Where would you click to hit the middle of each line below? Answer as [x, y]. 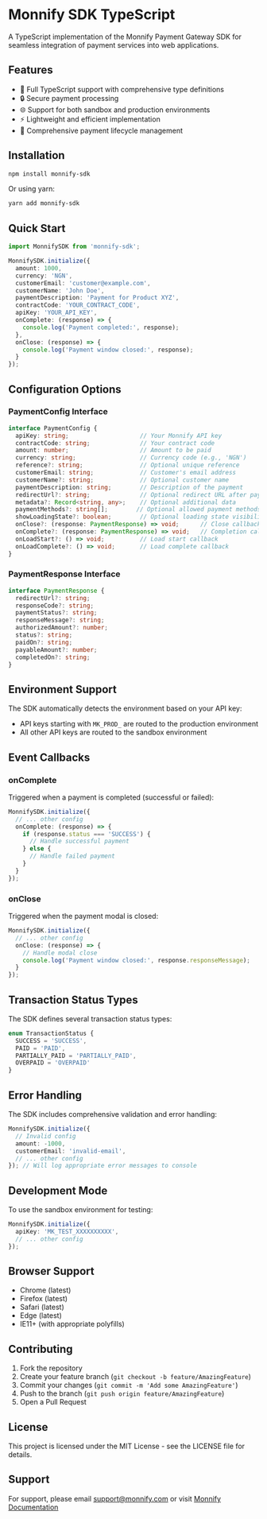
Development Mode [58, 1190]
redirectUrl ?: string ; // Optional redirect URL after [131, 494]
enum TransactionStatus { [51, 1033]
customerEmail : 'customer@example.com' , [83, 283]
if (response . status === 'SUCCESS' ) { [87, 834]
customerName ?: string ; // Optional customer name [122, 480]
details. [20, 1455]
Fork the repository [51, 1368]
